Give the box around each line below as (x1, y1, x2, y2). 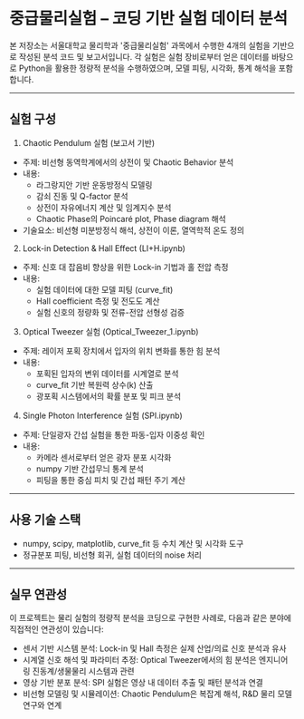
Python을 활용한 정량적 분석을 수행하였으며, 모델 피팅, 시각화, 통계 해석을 (18, 63, 277, 73)
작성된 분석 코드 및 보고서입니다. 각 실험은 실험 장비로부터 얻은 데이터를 (18, 51, 270, 62)
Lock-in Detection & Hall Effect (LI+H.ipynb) (22, 242, 185, 254)
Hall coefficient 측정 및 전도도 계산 (35, 296, 160, 306)
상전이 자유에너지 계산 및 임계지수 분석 (35, 201, 172, 213)
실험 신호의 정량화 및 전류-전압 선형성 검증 (35, 306, 185, 317)
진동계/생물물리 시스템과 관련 (32, 666, 135, 676)
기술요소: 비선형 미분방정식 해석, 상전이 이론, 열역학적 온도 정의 (22, 224, 245, 236)
